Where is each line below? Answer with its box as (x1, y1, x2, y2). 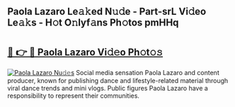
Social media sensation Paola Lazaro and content (76, 69, 219, 77)
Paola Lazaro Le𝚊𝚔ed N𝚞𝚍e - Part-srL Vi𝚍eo (7, 6, 207, 18)
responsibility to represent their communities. (7, 91, 140, 100)
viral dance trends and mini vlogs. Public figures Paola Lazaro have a (7, 84, 209, 92)
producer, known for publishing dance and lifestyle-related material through (7, 77, 229, 84)
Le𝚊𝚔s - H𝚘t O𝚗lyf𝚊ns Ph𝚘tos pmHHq (7, 17, 179, 29)
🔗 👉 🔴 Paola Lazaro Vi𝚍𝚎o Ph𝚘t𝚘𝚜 (7, 46, 164, 58)
